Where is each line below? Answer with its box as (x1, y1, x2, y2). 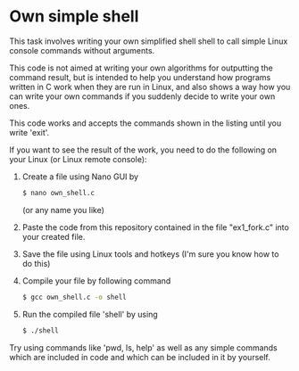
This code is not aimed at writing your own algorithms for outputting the (9, 62, 274, 73)
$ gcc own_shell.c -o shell (21, 293, 127, 301)
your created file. (21, 231, 86, 242)
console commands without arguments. (9, 45, 155, 55)
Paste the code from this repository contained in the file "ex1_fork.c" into (21, 221, 290, 233)
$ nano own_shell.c (21, 188, 96, 197)
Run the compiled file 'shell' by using (21, 309, 158, 319)
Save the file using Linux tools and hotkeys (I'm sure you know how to (21, 248, 279, 260)
